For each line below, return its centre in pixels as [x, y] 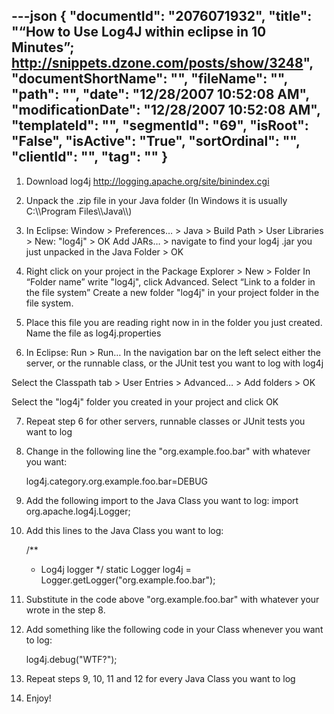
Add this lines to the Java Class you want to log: [124, 530]
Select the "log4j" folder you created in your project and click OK [145, 401]
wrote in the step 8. [65, 610]
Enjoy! [38, 698]
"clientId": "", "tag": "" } [89, 157]
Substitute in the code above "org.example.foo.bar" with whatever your [172, 599]
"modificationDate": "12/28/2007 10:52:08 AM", [166, 110]
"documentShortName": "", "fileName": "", [149, 79]
